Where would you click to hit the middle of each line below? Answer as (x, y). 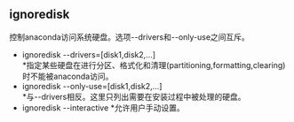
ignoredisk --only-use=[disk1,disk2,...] (92, 86)
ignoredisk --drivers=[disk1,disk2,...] (89, 54)
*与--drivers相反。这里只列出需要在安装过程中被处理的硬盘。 (134, 96)
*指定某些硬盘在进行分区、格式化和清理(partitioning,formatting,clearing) (154, 65)
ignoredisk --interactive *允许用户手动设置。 (103, 107)
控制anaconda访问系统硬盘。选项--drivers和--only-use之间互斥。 (130, 37)
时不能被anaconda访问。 (68, 76)
